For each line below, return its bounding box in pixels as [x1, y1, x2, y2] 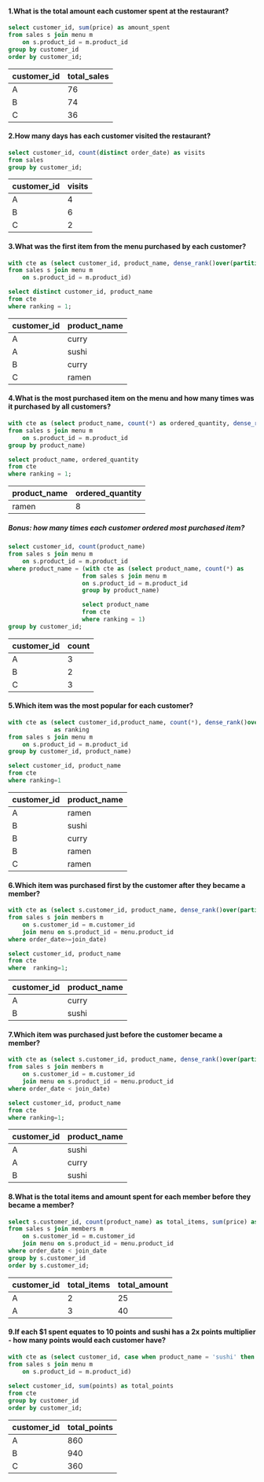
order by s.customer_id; [8, 1261, 90, 1269]
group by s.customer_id [8, 1254, 86, 1262]
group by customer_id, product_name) [8, 747, 132, 756]
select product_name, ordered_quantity [8, 456, 139, 464]
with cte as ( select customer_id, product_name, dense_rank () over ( [8, 259, 234, 267]
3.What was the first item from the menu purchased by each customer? [8, 242, 247, 251]
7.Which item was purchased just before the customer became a [8, 1029, 223, 1039]
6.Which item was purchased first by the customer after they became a [8, 880, 246, 890]
